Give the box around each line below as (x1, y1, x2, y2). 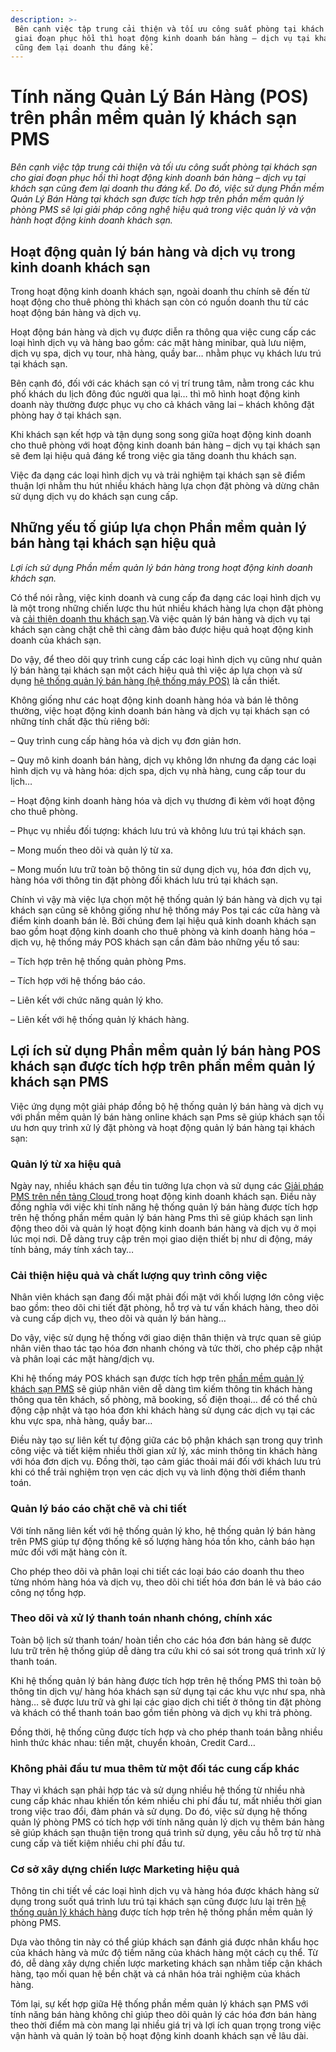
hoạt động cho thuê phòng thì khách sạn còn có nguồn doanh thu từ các (10, 296, 309, 308)
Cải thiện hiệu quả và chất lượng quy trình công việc (10, 1268, 268, 1282)
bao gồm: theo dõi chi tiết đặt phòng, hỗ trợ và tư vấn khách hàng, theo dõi (10, 1302, 319, 1314)
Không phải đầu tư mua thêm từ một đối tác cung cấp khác (10, 1761, 300, 1775)
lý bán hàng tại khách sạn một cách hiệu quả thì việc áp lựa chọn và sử (10, 664, 303, 676)
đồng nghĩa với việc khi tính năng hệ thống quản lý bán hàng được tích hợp (10, 1201, 319, 1213)
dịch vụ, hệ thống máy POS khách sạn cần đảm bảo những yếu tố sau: (10, 936, 300, 948)
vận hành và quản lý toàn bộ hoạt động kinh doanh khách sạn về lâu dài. (10, 2030, 309, 2042)
